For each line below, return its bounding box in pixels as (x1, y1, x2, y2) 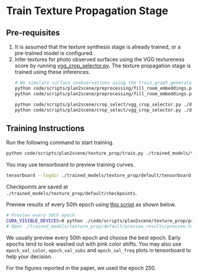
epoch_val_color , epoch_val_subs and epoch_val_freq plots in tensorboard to (6, 246, 192, 253)
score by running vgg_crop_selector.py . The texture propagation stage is (14, 62, 192, 69)
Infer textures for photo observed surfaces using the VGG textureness (14, 56, 185, 63)
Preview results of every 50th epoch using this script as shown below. (6, 201, 176, 208)
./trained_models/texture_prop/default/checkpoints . (6, 189, 137, 196)
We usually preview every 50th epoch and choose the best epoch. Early (6, 234, 181, 241)
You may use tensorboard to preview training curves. (6, 161, 135, 168)
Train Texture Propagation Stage (6, 4, 169, 18)
